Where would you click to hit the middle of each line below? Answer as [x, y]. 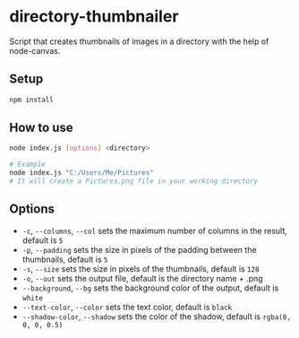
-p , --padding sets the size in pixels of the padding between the [139, 249]
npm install [31, 100]
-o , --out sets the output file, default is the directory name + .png [142, 278]
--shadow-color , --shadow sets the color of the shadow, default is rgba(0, [156, 316]
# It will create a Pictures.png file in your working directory [133, 181]
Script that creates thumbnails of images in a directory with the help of [139, 41]
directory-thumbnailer [94, 17]
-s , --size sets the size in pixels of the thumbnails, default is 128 [141, 269]
